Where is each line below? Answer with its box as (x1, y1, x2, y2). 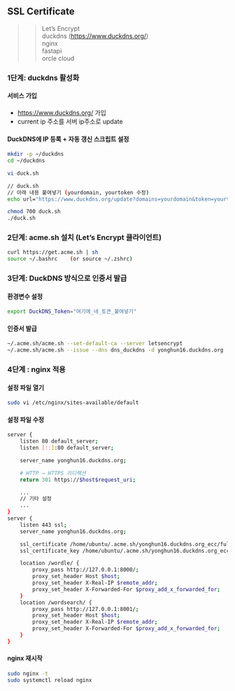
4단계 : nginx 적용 (7, 365, 66, 375)
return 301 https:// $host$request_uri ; (20, 476, 136, 483)
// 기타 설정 (20, 495, 52, 502)
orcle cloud (41, 54, 75, 62)
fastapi (41, 46, 62, 55)
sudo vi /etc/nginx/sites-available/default (7, 399, 139, 406)
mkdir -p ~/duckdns (7, 151, 64, 158)
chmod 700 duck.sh (7, 208, 61, 215)
